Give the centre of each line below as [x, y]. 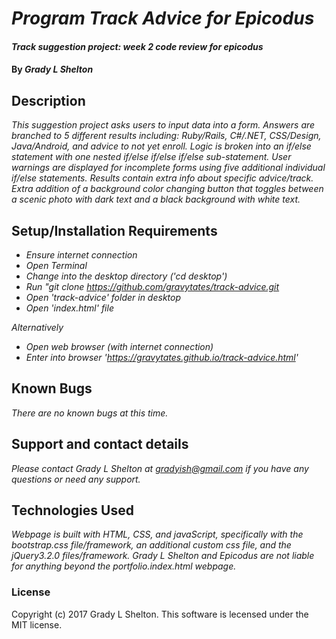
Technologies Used [72, 510]
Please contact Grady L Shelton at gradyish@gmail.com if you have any [160, 468]
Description [48, 100]
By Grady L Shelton [52, 69]
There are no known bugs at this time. [90, 413]
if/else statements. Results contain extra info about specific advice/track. [162, 178]
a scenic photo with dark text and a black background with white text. [156, 199]
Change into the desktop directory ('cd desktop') [126, 276]
